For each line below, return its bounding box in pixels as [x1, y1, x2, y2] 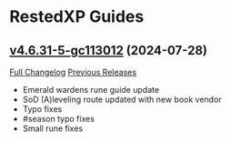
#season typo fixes [22, 114, 95, 124]
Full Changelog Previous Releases [9, 66, 137, 77]
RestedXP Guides [9, 6, 145, 27]
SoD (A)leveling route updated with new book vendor [22, 94, 222, 105]
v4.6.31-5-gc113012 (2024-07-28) [9, 43, 207, 58]
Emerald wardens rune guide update [22, 85, 160, 95]
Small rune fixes [22, 123, 84, 134]
